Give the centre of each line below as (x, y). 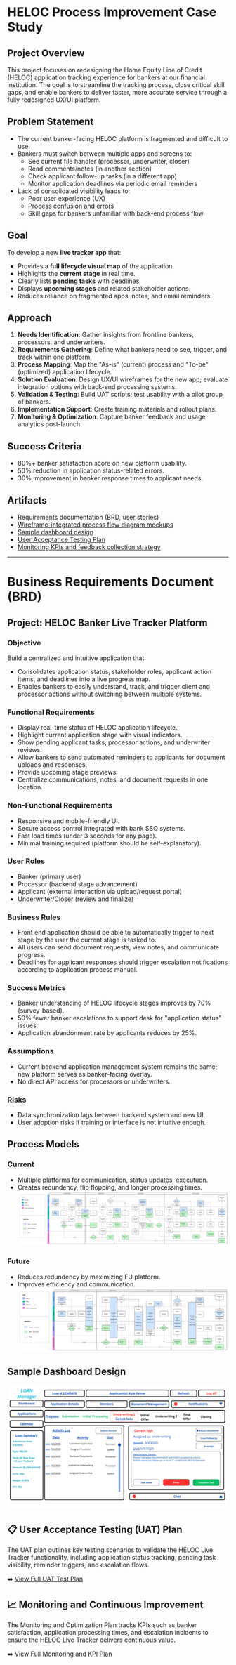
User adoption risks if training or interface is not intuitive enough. (111, 1123)
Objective (24, 643)
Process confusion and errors (71, 206)
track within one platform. (55, 357)
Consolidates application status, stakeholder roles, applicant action (114, 671)
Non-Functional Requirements (60, 805)
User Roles (26, 861)
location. (30, 787)
